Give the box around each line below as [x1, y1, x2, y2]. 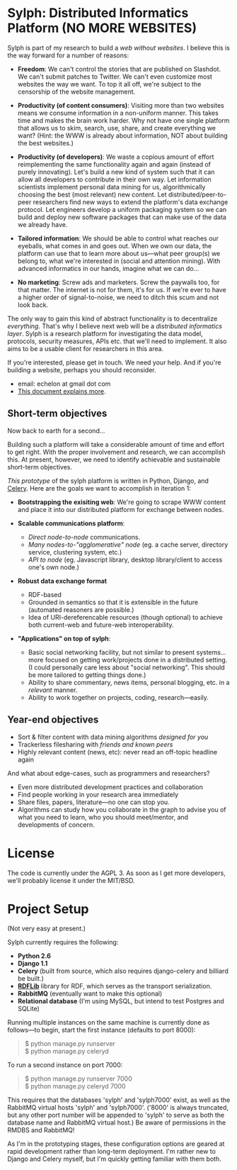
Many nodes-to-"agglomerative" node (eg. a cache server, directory [28, 540, 229, 549]
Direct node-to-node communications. [28, 533, 140, 541]
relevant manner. [28, 686, 78, 694]
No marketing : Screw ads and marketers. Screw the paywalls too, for [17, 278, 220, 286]
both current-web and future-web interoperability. [28, 620, 175, 629]
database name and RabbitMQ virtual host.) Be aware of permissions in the [7, 1118, 226, 1127]
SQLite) [17, 1005, 40, 1013]
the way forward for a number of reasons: [7, 51, 129, 60]
